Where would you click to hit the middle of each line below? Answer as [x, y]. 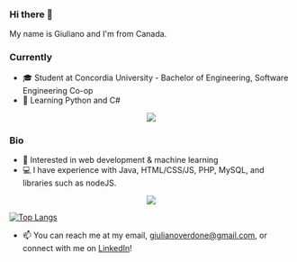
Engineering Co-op [58, 90]
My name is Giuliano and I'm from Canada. [88, 34]
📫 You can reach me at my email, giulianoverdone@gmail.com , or [144, 235]
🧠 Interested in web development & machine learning [120, 159]
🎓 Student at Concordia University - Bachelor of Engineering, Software [155, 77]
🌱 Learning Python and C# [72, 100]
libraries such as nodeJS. [69, 183]
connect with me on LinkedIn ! [77, 248]
